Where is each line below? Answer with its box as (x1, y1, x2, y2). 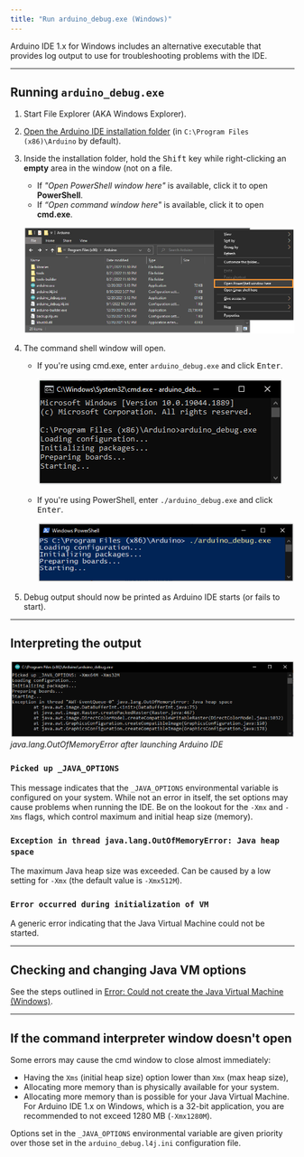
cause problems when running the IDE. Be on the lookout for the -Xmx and (10, 801, 283, 812)
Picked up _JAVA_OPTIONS (10, 763, 120, 774)
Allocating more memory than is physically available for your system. (23, 1081, 280, 1092)
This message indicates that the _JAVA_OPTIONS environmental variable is (10, 782, 279, 793)
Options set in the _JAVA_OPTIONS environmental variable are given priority (10, 1127, 283, 1138)
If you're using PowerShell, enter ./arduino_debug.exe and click (36, 494, 273, 505)
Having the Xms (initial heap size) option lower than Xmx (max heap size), (23, 1071, 290, 1083)
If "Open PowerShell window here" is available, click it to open (36, 181, 269, 191)
